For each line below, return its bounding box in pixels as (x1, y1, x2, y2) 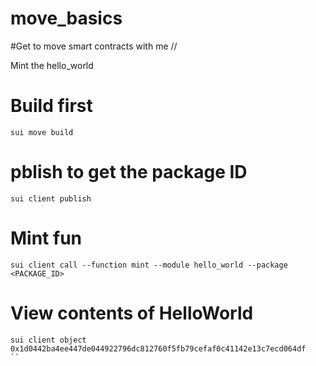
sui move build (10, 127, 74, 137)
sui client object (10, 335, 87, 345)
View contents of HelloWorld (10, 302, 254, 324)
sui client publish (10, 193, 92, 204)
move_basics (10, 7, 123, 30)
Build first (10, 95, 93, 117)
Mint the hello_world (10, 59, 94, 71)
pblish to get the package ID (10, 161, 248, 184)
